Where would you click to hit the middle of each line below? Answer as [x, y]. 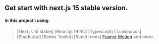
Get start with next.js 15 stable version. [66, 8]
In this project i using [27, 20]
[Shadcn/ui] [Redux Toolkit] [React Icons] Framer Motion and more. [85, 37]
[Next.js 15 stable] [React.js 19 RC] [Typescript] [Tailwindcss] [79, 31]
